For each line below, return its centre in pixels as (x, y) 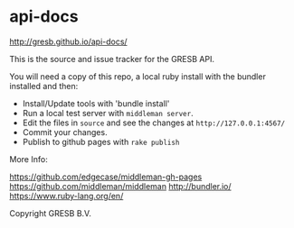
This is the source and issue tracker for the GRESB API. (112, 59)
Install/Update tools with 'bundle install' (96, 103)
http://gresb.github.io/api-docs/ (69, 41)
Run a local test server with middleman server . (108, 113)
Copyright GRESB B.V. (51, 213)
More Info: (28, 159)
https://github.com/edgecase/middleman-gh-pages (106, 177)
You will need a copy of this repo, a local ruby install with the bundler (138, 76)
